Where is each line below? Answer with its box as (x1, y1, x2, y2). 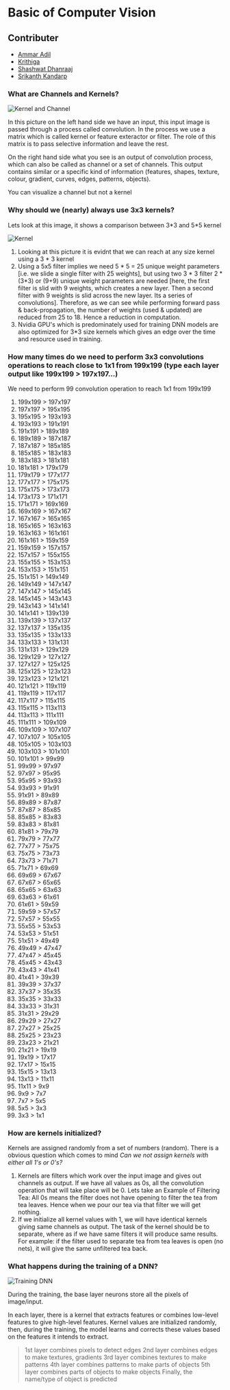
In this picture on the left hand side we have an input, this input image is (8, 118, 210, 126)
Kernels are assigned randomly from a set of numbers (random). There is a (8, 1144, 219, 1152)
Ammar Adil (17, 50, 51, 58)
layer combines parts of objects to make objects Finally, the (24, 1368, 193, 1376)
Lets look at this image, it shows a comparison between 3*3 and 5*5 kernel (8, 221, 222, 229)
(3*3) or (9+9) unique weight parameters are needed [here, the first (17, 276, 210, 285)
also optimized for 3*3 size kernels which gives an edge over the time (17, 327, 216, 336)
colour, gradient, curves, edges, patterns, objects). (8, 175, 151, 183)
